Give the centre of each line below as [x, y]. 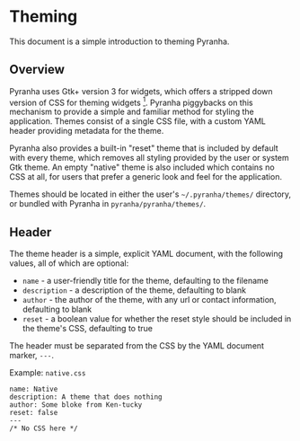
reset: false [34, 413]
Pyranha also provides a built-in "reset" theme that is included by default [144, 148]
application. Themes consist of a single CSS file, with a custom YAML [138, 121]
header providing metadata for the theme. [87, 131]
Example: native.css [48, 373]
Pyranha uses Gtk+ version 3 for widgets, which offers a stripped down [141, 91]
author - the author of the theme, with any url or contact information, [149, 300]
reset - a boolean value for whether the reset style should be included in [157, 319]
